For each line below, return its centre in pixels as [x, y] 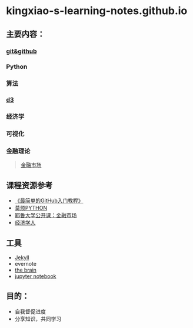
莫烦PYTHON [31, 208]
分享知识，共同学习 [38, 319]
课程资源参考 [29, 185]
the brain [26, 270]
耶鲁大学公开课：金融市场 [46, 215]
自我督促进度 [30, 311]
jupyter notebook [35, 276]
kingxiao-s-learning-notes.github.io [97, 11]
